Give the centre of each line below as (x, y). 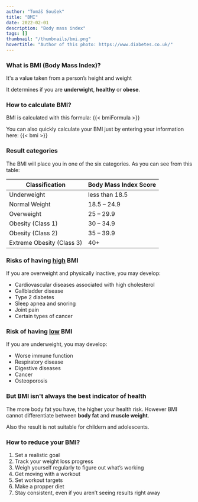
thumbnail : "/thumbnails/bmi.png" (49, 39)
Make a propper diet (39, 486)
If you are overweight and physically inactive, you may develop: (83, 273)
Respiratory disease (39, 362)
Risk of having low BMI (39, 331)
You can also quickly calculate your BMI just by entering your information (95, 129)
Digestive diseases (38, 368)
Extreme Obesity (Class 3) (46, 242)
